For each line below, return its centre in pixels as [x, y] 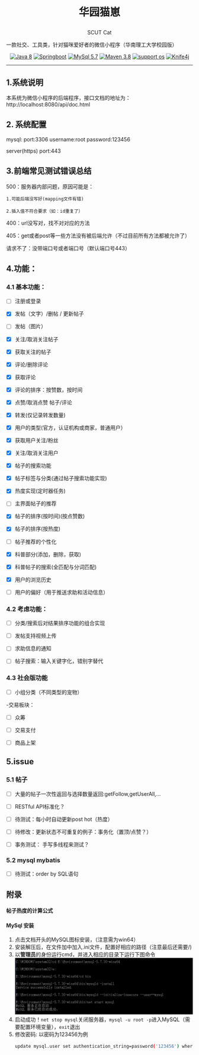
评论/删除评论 [31, 364]
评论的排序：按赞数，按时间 [49, 389]
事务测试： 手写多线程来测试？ [52, 844]
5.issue [20, 762]
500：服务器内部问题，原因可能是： [50, 186]
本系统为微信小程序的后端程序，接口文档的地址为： [68, 98]
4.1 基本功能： [26, 287]
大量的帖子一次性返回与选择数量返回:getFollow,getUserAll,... [88, 793]
